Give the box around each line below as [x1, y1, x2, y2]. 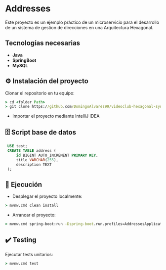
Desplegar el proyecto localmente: [12, 193, 83, 199]
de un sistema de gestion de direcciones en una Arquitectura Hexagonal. [5, 24, 154, 30]
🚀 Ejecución [5, 180, 42, 188]
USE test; [7, 144, 28, 149]
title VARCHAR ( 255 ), [16, 157, 58, 162]
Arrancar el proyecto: [12, 212, 56, 218]
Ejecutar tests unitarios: [5, 251, 53, 257]
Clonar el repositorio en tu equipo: [5, 90, 75, 96]
